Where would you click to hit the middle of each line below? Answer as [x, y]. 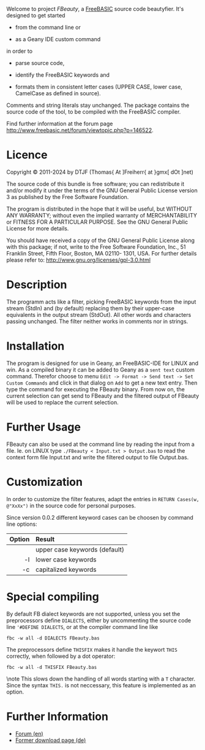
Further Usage [44, 427]
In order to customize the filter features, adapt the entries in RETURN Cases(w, [103, 499]
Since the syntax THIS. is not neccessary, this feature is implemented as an [101, 685]
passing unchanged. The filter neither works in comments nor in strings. [97, 321]
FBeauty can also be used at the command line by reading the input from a [100, 444]
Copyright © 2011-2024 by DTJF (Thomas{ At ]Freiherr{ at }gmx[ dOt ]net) [100, 172]
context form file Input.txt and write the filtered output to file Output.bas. [98, 457]
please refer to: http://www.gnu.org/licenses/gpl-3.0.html [79, 260]
